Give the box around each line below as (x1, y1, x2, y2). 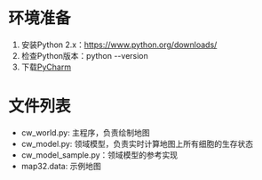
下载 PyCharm (20, 61, 72, 72)
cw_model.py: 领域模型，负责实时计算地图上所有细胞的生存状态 (20, 138, 254, 149)
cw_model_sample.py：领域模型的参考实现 (20, 149, 179, 160)
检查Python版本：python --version (20, 50, 148, 61)
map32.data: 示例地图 (20, 160, 101, 171)
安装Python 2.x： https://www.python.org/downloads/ (20, 39, 218, 50)
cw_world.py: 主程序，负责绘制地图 (20, 127, 150, 138)
